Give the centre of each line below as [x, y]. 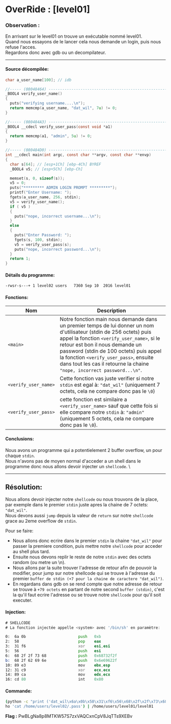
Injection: [16, 612]
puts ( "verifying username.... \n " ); [48, 103]
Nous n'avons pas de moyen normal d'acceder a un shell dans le [73, 461]
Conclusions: [20, 439]
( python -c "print [25, 702]
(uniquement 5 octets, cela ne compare [107, 419]
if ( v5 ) [20, 207]
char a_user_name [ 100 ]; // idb [38, 80]
